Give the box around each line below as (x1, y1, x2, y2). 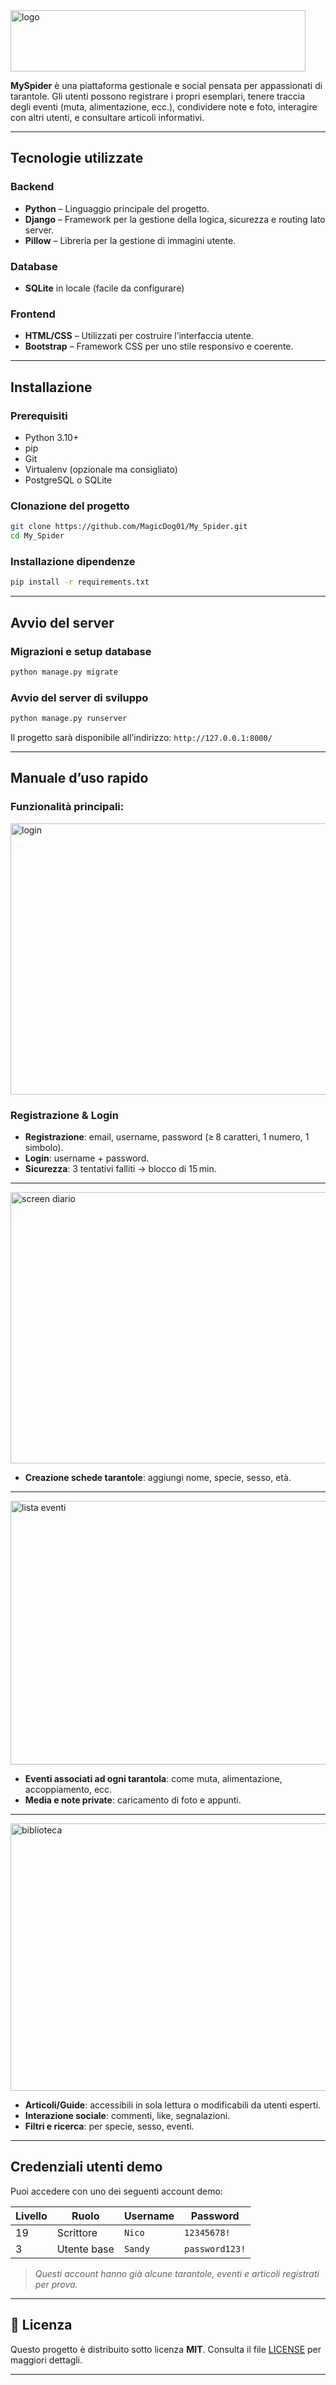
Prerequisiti (10, 409, 68, 423)
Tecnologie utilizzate (10, 150, 144, 167)
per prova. (34, 2278, 78, 2290)
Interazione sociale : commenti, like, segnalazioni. (24, 2109, 231, 2121)
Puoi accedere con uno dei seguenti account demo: (10, 2185, 223, 2197)
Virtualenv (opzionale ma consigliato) (24, 463, 178, 475)
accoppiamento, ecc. (24, 1783, 113, 1795)
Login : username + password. (24, 1152, 150, 1164)
